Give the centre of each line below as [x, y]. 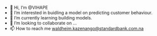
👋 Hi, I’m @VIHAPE [29, 8]
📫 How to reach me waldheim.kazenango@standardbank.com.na [77, 28]
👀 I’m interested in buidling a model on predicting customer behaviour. [81, 13]
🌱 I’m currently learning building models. [51, 18]
